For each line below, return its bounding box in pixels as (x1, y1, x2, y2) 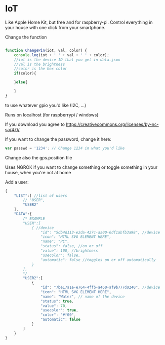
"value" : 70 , (40, 303, 68, 308)
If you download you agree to (5, 121, 65, 127)
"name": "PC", (40, 239, 70, 244)
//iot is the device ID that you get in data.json (14, 57, 121, 62)
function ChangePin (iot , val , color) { (5, 48, 87, 53)
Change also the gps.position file (5, 154, 73, 160)
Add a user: (5, 179, 29, 185)
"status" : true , (40, 299, 74, 304)
